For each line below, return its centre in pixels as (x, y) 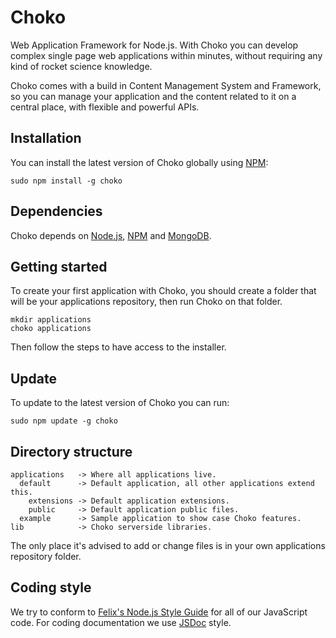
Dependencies (56, 211)
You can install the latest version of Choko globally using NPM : (139, 162)
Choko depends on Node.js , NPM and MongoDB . (111, 235)
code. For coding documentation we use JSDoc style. (121, 622)
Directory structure (71, 451)
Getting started (59, 266)
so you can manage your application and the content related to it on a (153, 96)
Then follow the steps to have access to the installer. (118, 347)
